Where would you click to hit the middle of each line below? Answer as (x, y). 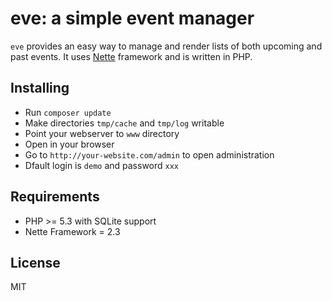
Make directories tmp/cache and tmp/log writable (124, 123)
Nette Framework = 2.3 (72, 231)
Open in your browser (69, 144)
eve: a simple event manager (132, 18)
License (35, 262)
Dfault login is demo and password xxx (102, 165)
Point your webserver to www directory (102, 133)
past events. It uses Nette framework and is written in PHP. (131, 56)
